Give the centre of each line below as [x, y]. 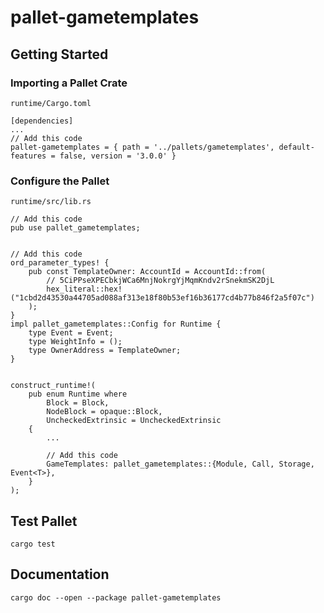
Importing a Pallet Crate [69, 83]
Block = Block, [78, 403]
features [28, 156]
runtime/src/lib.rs [51, 202]
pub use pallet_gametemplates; [75, 228]
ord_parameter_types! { [60, 263]
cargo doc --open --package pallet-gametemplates [116, 597]
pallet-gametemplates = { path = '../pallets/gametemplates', [142, 147]
